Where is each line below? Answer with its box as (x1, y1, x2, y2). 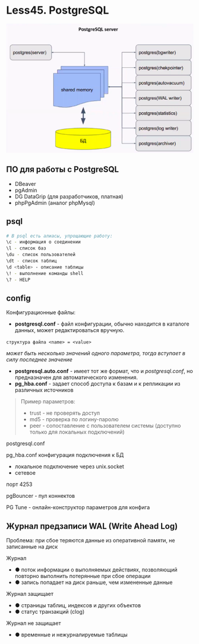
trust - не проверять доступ (29, 409, 100, 416)
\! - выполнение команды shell (6, 270, 84, 276)
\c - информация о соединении (6, 239, 81, 245)
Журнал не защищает (6, 620, 61, 627)
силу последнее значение (6, 356, 73, 363)
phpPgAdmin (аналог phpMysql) (14, 199, 95, 206)
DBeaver (14, 180, 37, 187)
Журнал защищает (6, 591, 54, 598)
